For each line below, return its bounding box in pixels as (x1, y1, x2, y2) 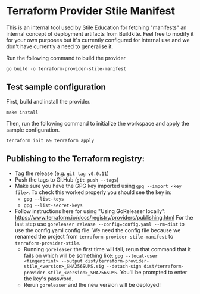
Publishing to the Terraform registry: (6, 154, 145, 164)
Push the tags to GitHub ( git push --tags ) (14, 176, 119, 183)
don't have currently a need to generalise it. (6, 43, 113, 50)
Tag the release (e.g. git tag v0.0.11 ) (14, 170, 109, 177)
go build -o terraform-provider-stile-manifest (6, 65, 127, 72)
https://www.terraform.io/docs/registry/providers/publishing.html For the (14, 214, 193, 221)
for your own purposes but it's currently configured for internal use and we (6, 36, 190, 43)
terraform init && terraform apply (6, 137, 95, 143)
